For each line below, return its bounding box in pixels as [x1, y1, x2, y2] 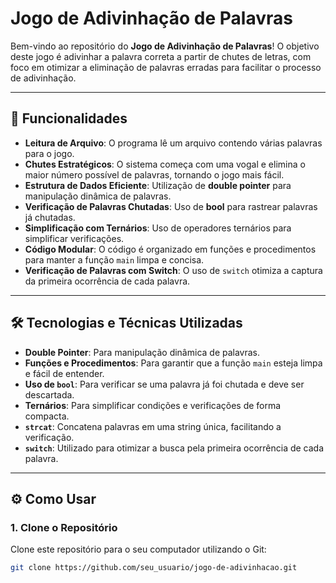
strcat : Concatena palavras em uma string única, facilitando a [24, 420, 282, 432]
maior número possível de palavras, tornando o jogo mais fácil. [24, 168, 285, 181]
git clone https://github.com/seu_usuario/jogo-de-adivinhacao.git [10, 563, 298, 573]
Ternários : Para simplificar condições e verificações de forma [24, 399, 282, 411]
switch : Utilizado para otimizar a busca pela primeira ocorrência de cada [24, 442, 325, 454]
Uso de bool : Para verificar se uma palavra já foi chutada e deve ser [24, 378, 305, 390]
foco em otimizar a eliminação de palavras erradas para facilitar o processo [10, 61, 322, 73]
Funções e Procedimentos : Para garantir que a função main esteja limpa [24, 357, 323, 369]
